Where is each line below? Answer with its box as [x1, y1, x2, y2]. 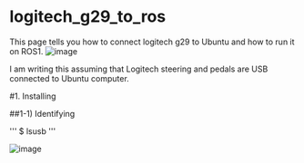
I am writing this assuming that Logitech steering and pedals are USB [9, 63, 269, 74]
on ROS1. [9, 45, 44, 56]
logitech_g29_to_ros [9, 6, 167, 27]
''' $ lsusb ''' [9, 125, 56, 137]
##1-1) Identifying [9, 108, 76, 119]
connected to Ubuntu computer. [9, 72, 129, 83]
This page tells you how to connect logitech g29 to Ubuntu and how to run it [9, 36, 295, 47]
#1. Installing [9, 91, 56, 101]
